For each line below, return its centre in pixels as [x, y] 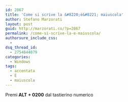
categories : [18, 57]
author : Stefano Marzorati [34, 19]
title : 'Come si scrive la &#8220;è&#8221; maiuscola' [65, 15]
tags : [11, 66]
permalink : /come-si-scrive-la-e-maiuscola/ [53, 33]
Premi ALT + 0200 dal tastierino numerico [49, 94]
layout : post [19, 24]
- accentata [23, 71]
